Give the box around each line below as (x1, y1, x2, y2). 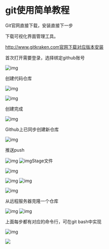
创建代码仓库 (5, 75, 32, 81)
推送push (5, 147, 25, 153)
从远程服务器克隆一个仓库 (5, 198, 59, 204)
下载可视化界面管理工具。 (5, 33, 59, 39)
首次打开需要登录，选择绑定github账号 (5, 54, 85, 61)
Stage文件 (32, 158, 53, 164)
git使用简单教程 (5, 5, 70, 16)
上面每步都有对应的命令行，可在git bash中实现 (5, 219, 102, 225)
